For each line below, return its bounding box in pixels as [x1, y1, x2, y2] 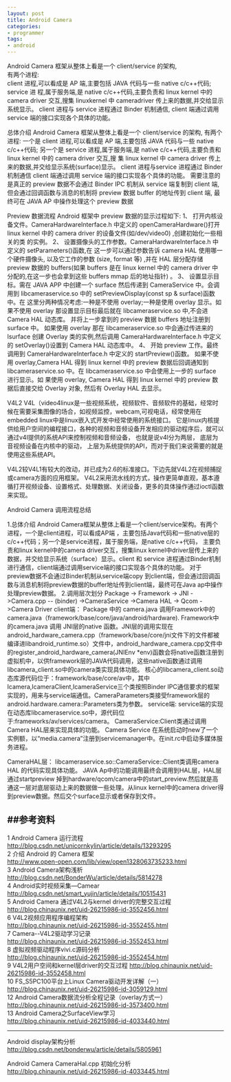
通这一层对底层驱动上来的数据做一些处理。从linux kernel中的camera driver [7, 784, 218, 791]
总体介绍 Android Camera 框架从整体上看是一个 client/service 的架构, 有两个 [7, 128, 223, 136]
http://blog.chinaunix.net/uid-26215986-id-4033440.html [7, 1017, 170, 1025]
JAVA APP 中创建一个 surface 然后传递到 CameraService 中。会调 [32, 280, 220, 289]
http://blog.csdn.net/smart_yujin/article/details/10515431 [7, 889, 166, 897]
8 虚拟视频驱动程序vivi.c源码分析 [7, 945, 100, 953]
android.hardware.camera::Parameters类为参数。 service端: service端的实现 [7, 700, 223, 708]
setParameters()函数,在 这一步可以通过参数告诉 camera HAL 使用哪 [26, 246, 217, 254]
